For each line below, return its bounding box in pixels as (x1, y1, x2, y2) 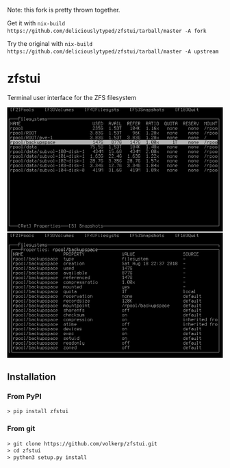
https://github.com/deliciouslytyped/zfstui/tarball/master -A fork (7, 27, 207, 34)
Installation (7, 371, 56, 382)
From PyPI (7, 391, 42, 401)
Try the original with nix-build (7, 40, 93, 47)
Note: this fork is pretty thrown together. (7, 6, 120, 14)
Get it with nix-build (7, 19, 66, 27)
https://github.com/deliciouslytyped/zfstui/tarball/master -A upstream (7, 48, 219, 55)
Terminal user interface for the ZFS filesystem (7, 93, 137, 101)
